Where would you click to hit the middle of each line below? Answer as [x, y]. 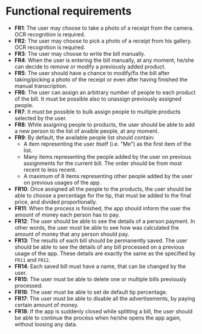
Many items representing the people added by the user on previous [107, 156]
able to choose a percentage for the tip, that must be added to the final [103, 195]
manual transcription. [41, 85]
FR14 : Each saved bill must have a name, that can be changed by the [100, 266]
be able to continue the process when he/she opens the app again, [98, 318]
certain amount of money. [47, 305]
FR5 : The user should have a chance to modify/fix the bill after [92, 73]
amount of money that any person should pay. [72, 234]
